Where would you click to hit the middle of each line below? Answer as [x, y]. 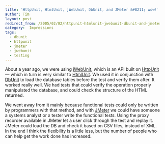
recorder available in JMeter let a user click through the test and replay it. [79, 120]
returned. [14, 95]
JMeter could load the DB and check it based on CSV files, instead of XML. [81, 126]
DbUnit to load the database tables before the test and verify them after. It [80, 80]
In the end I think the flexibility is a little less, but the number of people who [81, 131]
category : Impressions [29, 28]
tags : [11, 32]
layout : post [18, 19]
